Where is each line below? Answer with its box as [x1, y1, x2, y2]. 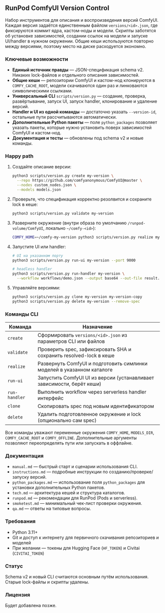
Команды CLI [5, 311, 38, 318]
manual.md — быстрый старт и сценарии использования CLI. [12, 464, 138, 470]
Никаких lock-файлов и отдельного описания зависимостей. [12, 72, 140, 78]
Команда [9, 324, 32, 330]
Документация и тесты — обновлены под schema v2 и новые [12, 135, 144, 141]
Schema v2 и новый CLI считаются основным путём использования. [5, 573, 149, 579]
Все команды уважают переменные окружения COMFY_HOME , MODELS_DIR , [5, 430, 155, 436]
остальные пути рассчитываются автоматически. [12, 114, 117, 120]
